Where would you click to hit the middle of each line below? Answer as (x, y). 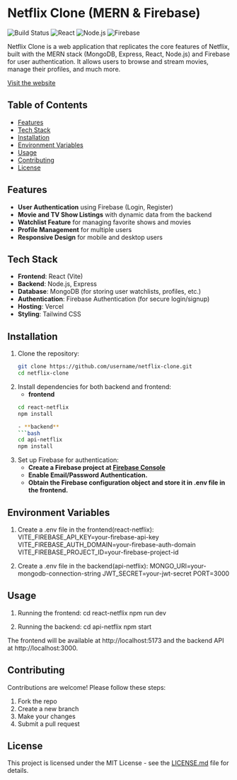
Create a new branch (48, 708)
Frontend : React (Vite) (50, 276)
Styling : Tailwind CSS (49, 314)
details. (18, 771)
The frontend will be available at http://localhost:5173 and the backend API (116, 640)
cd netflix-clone (43, 373)
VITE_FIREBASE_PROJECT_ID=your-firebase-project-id (98, 552)
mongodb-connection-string (59, 573)
